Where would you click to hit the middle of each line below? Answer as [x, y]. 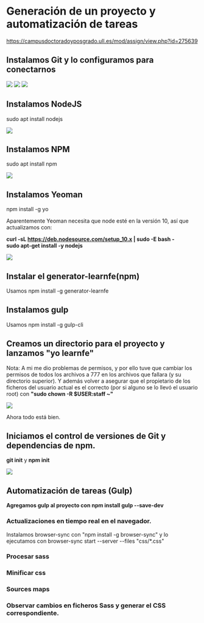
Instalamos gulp [37, 310]
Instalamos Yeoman [45, 194]
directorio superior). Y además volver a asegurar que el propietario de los [98, 381]
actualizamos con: [29, 228]
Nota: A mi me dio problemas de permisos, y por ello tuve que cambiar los [99, 368]
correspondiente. [33, 613]
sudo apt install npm [32, 164]
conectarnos [31, 70]
